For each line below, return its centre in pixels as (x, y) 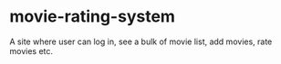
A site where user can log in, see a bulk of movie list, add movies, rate (141, 41)
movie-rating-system (93, 17)
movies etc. (31, 50)
